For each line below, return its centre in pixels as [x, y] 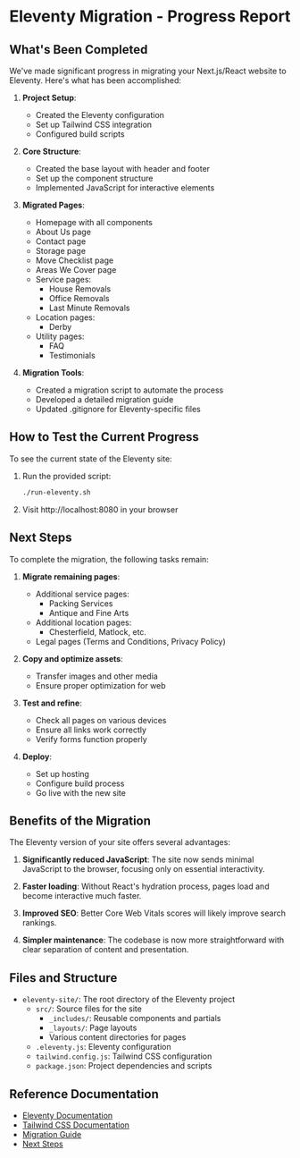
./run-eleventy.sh [56, 492]
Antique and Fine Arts [89, 613]
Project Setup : [49, 97]
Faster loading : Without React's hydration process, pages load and [146, 886]
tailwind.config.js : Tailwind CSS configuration [124, 1056]
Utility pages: [60, 336]
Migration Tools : [53, 372]
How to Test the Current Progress [104, 437]
